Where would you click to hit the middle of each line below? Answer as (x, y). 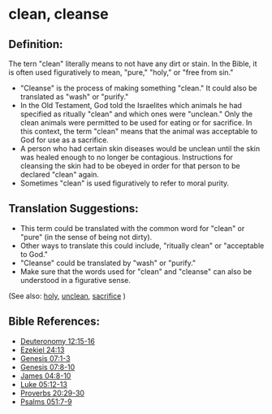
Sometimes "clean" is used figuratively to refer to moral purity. (125, 183)
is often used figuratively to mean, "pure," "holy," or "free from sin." (121, 72)
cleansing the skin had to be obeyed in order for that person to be (130, 166)
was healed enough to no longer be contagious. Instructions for (127, 157)
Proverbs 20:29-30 (52, 393)
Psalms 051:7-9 (46, 401)
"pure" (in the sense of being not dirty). (86, 237)
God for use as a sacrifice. (65, 140)
